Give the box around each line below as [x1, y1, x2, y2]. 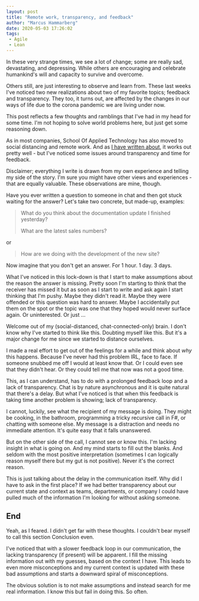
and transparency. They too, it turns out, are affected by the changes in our [6, 95, 190, 102]
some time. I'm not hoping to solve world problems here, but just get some [6, 119, 188, 126]
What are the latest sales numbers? [20, 227, 107, 234]
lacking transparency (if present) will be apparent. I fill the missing [6, 551, 168, 558]
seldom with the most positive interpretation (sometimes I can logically [6, 451, 179, 458]
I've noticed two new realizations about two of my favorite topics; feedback [6, 89, 190, 96]
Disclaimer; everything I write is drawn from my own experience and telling [6, 167, 189, 174]
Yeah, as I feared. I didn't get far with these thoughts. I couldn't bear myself [6, 527, 191, 534]
